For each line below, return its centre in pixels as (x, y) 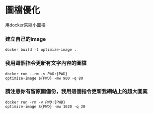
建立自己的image (26, 39)
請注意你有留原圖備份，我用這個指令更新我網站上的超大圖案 (76, 92)
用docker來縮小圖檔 (25, 25)
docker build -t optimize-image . (41, 50)
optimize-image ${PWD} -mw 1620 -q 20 (45, 107)
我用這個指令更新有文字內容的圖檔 (46, 63)
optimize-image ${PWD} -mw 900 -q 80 (44, 78)
